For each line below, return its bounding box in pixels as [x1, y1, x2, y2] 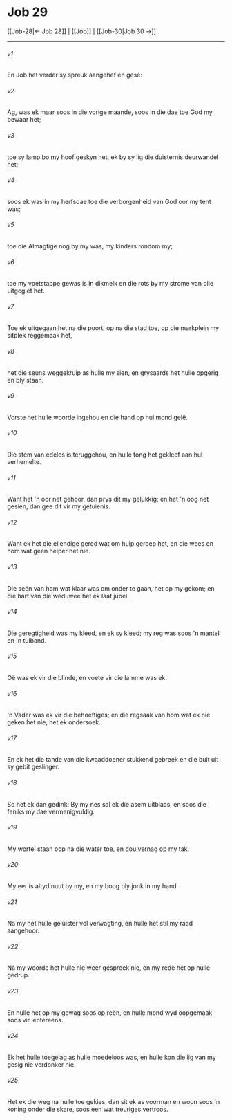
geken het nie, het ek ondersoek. [7, 718, 101, 726]
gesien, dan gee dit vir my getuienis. [7, 502, 110, 511]
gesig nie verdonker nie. [7, 1060, 76, 1069]
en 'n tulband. [7, 636, 47, 644]
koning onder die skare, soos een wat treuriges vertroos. [7, 1105, 168, 1114]
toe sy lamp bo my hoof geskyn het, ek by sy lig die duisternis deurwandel [7, 153, 219, 161]
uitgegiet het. [7, 286, 45, 295]
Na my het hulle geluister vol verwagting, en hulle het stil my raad [7, 919, 193, 928]
